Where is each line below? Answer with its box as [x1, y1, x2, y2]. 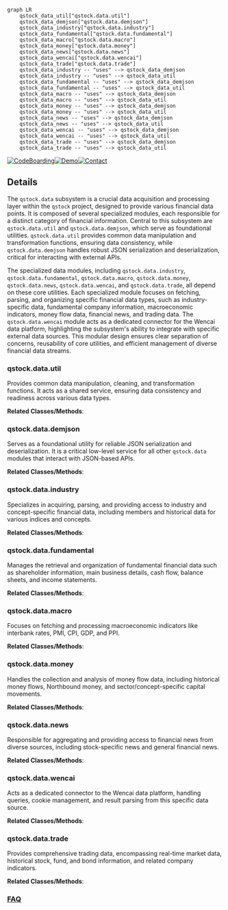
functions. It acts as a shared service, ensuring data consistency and [7, 386, 202, 395]
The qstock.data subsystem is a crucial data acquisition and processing [7, 194, 210, 202]
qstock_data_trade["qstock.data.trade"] [19, 60, 136, 67]
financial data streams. [7, 347, 72, 355]
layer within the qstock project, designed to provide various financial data [7, 202, 214, 210]
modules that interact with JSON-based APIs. [7, 454, 136, 463]
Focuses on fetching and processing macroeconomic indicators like [7, 622, 199, 630]
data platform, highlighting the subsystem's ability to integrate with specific [7, 325, 220, 333]
